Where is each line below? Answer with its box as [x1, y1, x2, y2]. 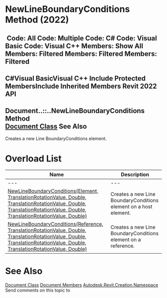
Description [121, 171, 149, 178]
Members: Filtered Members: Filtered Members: [5, 49, 158, 58]
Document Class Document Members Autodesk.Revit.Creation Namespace [5, 282, 159, 288]
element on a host [110, 203, 153, 210]
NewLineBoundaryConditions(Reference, [7, 220, 103, 227]
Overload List [5, 153, 62, 164]
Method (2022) [5, 14, 69, 25]
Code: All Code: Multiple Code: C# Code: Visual [6, 34, 158, 42]
